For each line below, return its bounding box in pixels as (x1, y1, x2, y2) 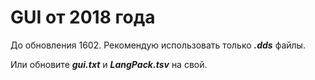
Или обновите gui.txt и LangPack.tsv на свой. (10, 58, 208, 70)
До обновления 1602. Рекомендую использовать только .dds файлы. (10, 39, 306, 51)
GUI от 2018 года (10, 6, 156, 29)
